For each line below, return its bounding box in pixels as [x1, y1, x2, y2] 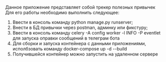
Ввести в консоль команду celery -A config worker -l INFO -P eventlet [12, 30, 161, 35]
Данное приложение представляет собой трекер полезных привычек [5, 4, 156, 10]
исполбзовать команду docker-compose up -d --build [12, 46, 127, 51]
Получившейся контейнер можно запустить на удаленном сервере [12, 51, 158, 57]
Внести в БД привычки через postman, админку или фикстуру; [12, 24, 148, 30]
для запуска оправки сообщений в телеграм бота [12, 35, 120, 41]
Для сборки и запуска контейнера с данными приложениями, [12, 40, 146, 46]
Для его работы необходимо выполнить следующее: [5, 9, 120, 15]
